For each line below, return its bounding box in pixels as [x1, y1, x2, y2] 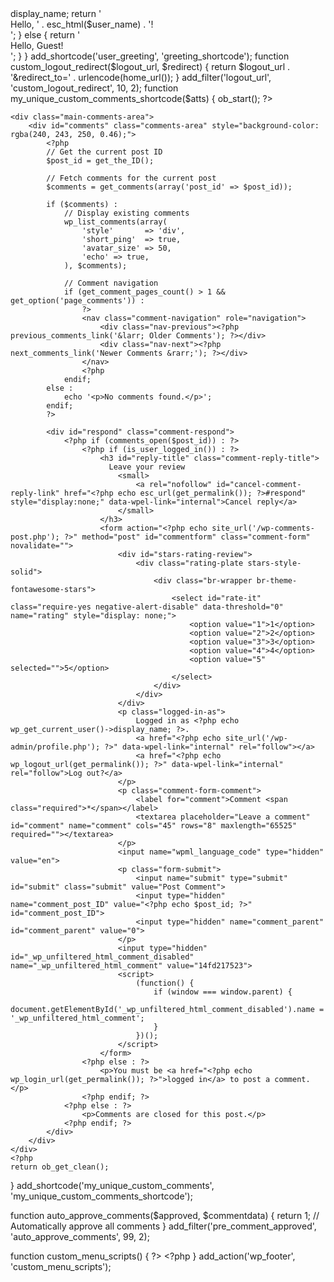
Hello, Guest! [10, 40, 64, 51]
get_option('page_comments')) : [10, 296, 145, 306]
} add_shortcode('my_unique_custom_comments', [10, 1180, 215, 1191]
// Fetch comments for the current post [46, 173, 217, 183]
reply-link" [10, 488, 60, 498]
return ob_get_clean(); [10, 1162, 110, 1172]
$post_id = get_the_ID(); [46, 156, 155, 166]
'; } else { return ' [10, 29, 81, 41]
